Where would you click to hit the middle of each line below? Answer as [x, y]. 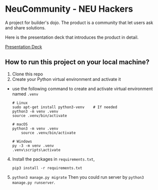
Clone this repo [27, 74]
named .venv [25, 94]
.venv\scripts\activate [36, 150]
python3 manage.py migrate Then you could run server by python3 [78, 177]
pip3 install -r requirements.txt [47, 168]
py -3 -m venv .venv [33, 145]
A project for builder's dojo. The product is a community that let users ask [79, 23]
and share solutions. [25, 27]
